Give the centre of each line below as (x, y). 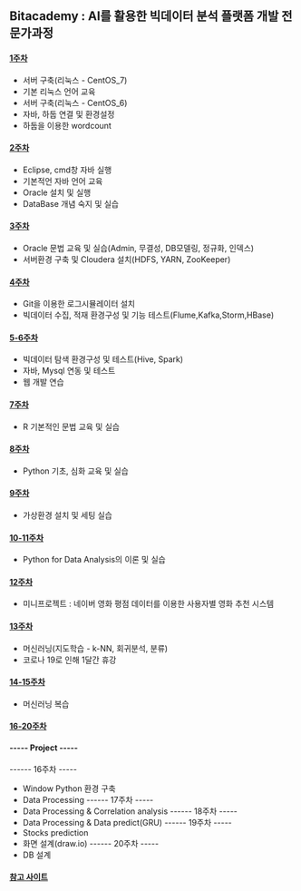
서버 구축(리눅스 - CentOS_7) (75, 80)
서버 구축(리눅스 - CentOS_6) (75, 103)
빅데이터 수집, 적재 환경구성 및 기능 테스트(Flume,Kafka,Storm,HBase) (148, 315)
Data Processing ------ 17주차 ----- (88, 799)
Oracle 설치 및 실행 (57, 192)
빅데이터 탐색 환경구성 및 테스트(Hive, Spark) (103, 359)
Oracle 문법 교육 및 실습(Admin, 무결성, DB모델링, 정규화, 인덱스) (138, 248)
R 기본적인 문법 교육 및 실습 (71, 426)
